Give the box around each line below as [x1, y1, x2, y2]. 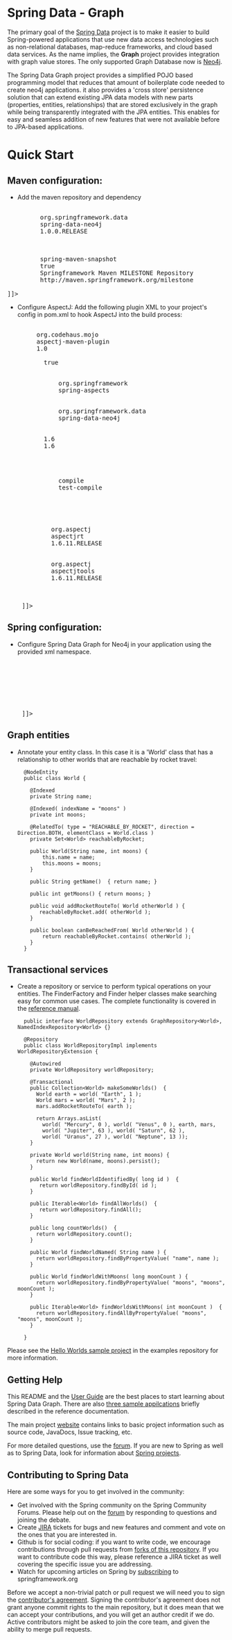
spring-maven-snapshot [39, 255, 117, 263]
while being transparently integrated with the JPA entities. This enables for [7, 108, 220, 116]
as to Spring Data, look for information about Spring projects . [7, 1449, 181, 1457]
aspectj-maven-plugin [36, 337, 110, 346]
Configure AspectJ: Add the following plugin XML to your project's [17, 302, 208, 311]
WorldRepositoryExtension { [17, 1048, 98, 1055]
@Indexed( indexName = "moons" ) [30, 805, 127, 812]
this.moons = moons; [42, 860, 102, 867]
